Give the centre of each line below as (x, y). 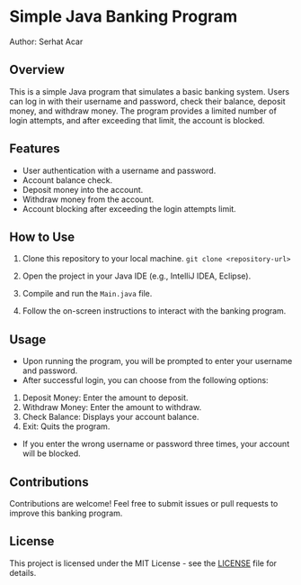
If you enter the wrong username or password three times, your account (156, 444)
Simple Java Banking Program (124, 17)
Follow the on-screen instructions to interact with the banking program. (154, 311)
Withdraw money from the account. (88, 199)
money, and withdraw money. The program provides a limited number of (143, 111)
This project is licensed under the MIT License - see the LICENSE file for (143, 563)
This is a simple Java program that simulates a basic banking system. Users (150, 91)
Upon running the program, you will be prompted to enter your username (157, 361)
